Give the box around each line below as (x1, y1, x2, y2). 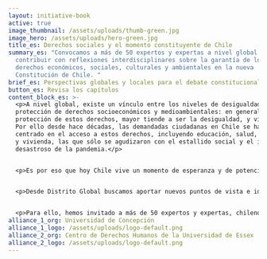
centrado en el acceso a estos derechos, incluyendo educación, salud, (15, 130, 258, 138)
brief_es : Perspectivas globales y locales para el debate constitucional (8, 78, 261, 86)
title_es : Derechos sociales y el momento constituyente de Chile (8, 41, 233, 49)
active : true (8, 19, 52, 27)
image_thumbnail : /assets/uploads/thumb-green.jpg (8, 26, 180, 34)
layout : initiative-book (8, 11, 91, 20)
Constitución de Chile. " (15, 71, 102, 79)
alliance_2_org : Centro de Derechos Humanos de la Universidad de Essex (8, 231, 254, 239)
